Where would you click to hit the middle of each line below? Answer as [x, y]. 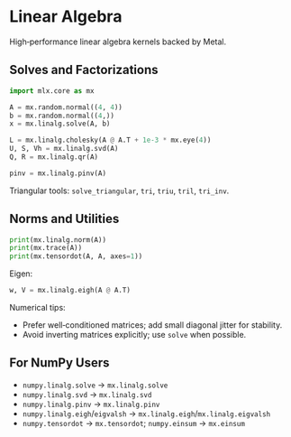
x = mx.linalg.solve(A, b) [60, 124]
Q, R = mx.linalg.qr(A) [54, 157]
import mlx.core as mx [52, 91]
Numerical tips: [37, 308]
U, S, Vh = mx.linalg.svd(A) [64, 149]
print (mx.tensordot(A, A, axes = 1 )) [76, 256]
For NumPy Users [59, 363]
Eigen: [21, 274]
